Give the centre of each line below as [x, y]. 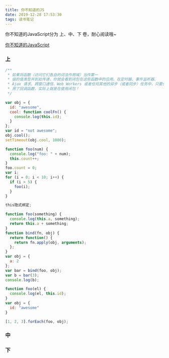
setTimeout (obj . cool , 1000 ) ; [36, 140]
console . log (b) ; [22, 280]
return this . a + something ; [39, 224]
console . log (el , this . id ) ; [38, 294]
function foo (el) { [26, 289]
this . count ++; [24, 159]
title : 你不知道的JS [25, 10]
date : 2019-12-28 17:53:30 [33, 15]
